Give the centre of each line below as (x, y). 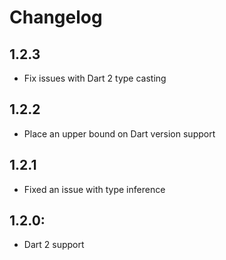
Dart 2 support (54, 245)
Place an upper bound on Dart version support (119, 133)
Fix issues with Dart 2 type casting (95, 78)
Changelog (56, 17)
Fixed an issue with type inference (94, 189)
